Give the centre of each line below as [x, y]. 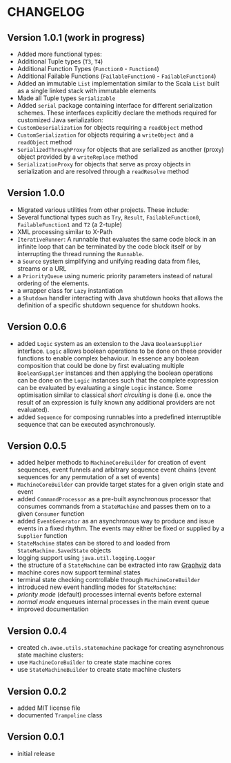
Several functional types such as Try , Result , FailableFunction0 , [109, 217]
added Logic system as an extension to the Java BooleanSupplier [110, 343]
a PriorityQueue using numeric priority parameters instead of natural [114, 276]
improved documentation [53, 609]
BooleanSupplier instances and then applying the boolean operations [115, 373]
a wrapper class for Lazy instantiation [70, 290]
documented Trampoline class [60, 715]
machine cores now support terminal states [79, 572]
